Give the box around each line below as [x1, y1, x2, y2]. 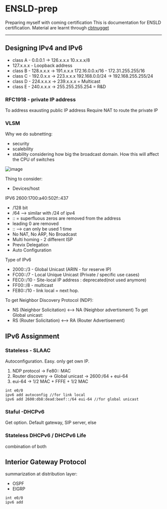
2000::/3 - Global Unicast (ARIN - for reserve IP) [12, 266, 112, 272]
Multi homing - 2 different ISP [12, 237, 73, 243]
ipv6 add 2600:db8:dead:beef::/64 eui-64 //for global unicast [5, 397, 139, 402]
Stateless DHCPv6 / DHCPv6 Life [5, 432, 86, 439]
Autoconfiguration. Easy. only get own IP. [5, 358, 89, 364]
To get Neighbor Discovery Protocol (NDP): [5, 297, 93, 303]
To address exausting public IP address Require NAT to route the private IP [5, 108, 158, 114]
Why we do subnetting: [5, 131, 53, 137]
